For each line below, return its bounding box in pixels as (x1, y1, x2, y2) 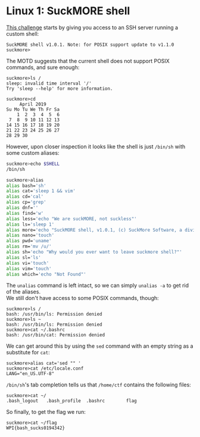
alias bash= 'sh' (6, 183, 46, 189)
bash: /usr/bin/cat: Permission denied (6, 332, 105, 338)
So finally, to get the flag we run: (6, 408, 86, 416)
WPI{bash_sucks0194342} (6, 425, 65, 431)
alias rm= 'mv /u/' (6, 244, 52, 249)
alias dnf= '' (6, 205, 39, 211)
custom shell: (6, 30, 39, 37)
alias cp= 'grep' (6, 199, 46, 205)
